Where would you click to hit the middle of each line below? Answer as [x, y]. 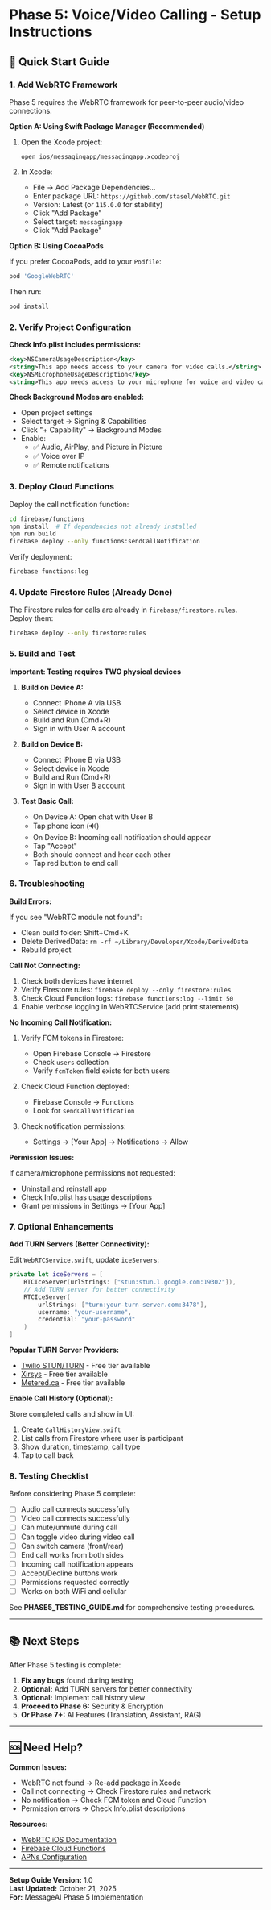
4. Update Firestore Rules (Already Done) [91, 593]
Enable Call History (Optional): [61, 1398]
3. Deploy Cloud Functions [62, 487]
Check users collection [71, 1062]
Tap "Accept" [55, 846]
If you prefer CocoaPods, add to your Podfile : [85, 261]
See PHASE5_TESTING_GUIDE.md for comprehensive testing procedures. [132, 1607]
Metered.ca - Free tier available [73, 1383]
